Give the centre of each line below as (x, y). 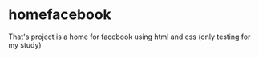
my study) (25, 44)
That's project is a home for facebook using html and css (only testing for (129, 37)
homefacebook (60, 15)
